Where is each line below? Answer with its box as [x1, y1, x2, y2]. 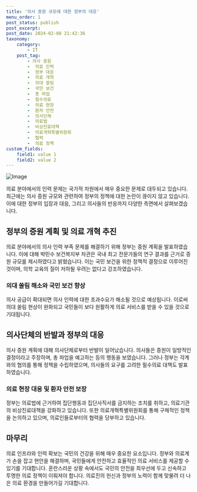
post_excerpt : [6, 25, 41, 31]
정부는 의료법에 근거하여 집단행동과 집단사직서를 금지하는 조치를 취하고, [6, 399, 169, 406]
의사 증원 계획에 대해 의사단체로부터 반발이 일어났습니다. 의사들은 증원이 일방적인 [6, 347, 192, 354]
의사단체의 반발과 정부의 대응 [6, 330, 105, 340]
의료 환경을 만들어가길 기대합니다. [12, 480, 89, 487]
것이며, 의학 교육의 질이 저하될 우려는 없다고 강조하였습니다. [6, 265, 143, 272]
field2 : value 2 [16, 157, 57, 163]
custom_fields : [6, 146, 44, 152]
